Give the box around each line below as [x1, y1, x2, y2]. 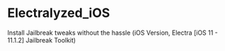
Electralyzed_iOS [7, 5, 110, 21]
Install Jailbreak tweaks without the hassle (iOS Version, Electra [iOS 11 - [7, 28, 218, 37]
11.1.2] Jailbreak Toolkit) [7, 35, 76, 44]
